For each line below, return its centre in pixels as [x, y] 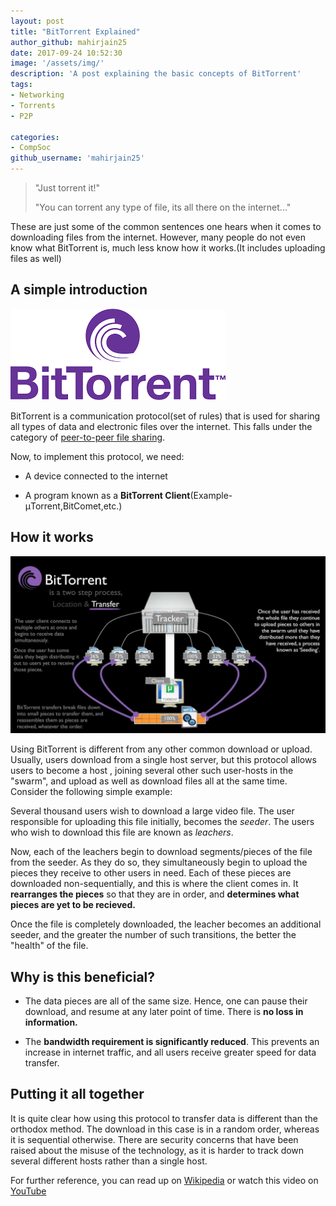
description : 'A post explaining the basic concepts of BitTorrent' [156, 74]
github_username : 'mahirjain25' [77, 158]
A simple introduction [79, 290]
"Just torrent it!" [67, 188]
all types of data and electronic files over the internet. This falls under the [161, 426]
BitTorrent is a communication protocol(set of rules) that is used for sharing [165, 416]
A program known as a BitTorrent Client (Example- [128, 495]
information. [51, 1022]
